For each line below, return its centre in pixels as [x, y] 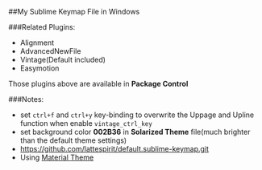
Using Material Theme [57, 157]
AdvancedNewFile [50, 51]
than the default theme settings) [73, 140]
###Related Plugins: [42, 27]
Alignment [37, 42]
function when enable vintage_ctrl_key [86, 123]
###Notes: [26, 99]
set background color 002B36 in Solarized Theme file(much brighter [135, 132]
